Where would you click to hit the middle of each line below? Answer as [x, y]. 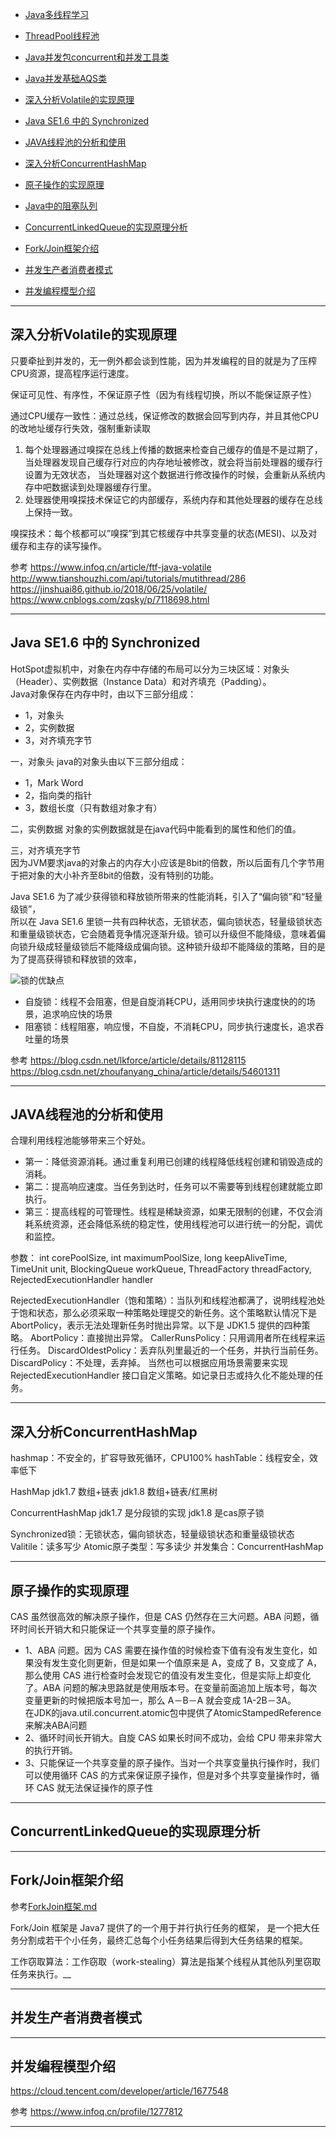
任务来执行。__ [41, 1974]
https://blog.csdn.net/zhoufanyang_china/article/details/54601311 [145, 1071]
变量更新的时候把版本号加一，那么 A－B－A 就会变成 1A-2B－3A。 [160, 1700]
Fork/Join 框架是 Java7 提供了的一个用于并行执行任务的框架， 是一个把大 [161, 1927]
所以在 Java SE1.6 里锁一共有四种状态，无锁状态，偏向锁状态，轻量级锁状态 [166, 921]
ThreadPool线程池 [62, 36]
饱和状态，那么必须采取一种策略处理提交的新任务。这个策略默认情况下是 [167, 1313]
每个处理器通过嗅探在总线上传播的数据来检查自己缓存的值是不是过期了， [173, 449]
